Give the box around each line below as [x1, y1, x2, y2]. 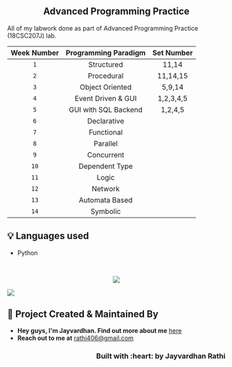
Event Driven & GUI [75, 93, 137, 103]
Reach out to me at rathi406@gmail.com [17, 334, 134, 343]
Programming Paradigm [65, 48, 146, 58]
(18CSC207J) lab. [7, 31, 57, 40]
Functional [89, 127, 123, 137]
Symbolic [90, 206, 121, 216]
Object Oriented [79, 82, 132, 92]
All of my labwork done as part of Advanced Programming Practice [7, 24, 199, 32]
